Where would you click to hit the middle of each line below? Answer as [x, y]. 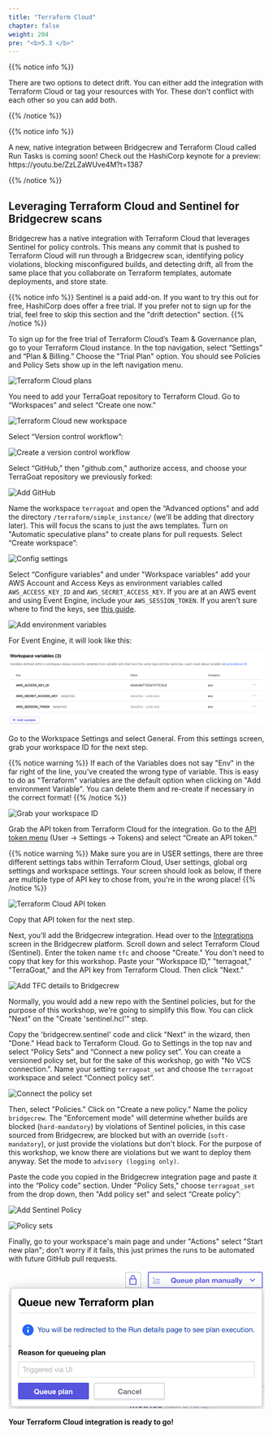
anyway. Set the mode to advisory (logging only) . [94, 1161]
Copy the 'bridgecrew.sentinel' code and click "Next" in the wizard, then [129, 1034]
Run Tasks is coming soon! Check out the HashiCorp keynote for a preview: [135, 156]
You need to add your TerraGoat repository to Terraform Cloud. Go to [124, 397]
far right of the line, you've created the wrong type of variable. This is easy [134, 771]
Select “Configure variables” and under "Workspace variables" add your [129, 574]
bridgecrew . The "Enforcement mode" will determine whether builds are [128, 1118]
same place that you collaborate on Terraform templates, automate [120, 273]
